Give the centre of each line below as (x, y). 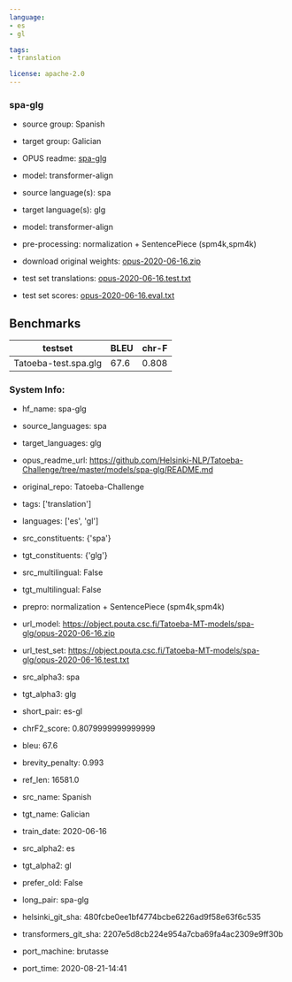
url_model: (41, 624)
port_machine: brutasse (65, 951)
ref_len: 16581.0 (50, 780)
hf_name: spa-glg (54, 409)
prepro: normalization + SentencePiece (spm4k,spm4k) (123, 607)
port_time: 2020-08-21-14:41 (74, 969)
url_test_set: (44, 650)
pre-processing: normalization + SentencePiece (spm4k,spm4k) (139, 244)
